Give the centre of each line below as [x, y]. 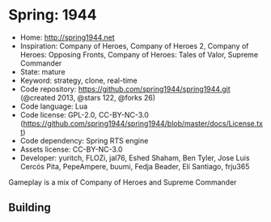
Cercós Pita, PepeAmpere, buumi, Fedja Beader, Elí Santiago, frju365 [135, 166]
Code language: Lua [54, 106]
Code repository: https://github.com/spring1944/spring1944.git [125, 89]
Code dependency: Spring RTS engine [84, 140]
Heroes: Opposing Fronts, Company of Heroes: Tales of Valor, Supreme [139, 54]
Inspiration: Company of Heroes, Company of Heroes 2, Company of [134, 45]
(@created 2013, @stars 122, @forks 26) [88, 97]
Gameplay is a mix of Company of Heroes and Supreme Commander [123, 182]
